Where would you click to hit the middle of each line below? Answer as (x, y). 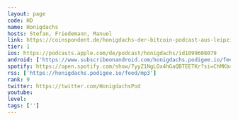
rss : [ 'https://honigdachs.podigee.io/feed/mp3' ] (82, 73)
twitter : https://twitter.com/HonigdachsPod (74, 86)
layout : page (27, 14)
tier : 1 (19, 47)
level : (17, 100)
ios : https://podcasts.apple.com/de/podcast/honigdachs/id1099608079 (112, 54)
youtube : (20, 92)
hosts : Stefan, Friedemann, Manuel (60, 34)
